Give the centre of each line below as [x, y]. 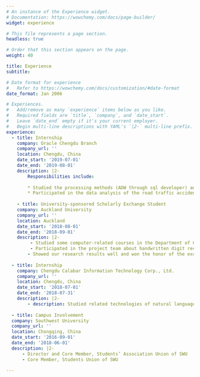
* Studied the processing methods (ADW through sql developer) [107, 188]
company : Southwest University [50, 321]
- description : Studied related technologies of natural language [112, 304]
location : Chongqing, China [46, 332]
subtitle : [18, 72]
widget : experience [30, 23]
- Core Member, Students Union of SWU [70, 359]
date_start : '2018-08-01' [49, 226]
